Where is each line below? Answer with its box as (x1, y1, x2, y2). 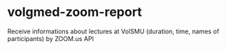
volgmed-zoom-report (7, 4, 143, 20)
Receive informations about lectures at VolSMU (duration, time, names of (7, 27, 220, 35)
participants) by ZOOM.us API (7, 34, 94, 42)
